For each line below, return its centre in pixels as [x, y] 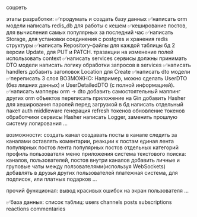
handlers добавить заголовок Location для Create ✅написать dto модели [98, 72]
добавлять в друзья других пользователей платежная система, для [92, 173]
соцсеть [17, 7]
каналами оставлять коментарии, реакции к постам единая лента [90, 141]
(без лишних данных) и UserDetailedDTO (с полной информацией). [90, 85]
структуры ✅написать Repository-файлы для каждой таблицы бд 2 [90, 45]
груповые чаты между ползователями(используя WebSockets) [86, 166]
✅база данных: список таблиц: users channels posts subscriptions [89, 202]
